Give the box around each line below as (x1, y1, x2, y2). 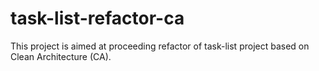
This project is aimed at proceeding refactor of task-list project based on (10, 40, 310, 52)
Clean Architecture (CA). (10, 50, 112, 62)
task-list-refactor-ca (10, 7, 185, 30)
